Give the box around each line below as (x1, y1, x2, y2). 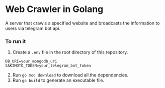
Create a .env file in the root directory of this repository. (12, 49, 128, 55)
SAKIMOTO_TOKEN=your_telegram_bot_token (5, 63, 92, 68)
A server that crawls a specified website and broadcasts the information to (5, 20, 160, 26)
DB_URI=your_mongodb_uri (5, 59, 57, 64)
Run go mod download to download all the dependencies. (12, 72, 129, 78)
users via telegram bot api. (5, 25, 60, 31)
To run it (5, 37, 26, 44)
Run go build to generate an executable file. (12, 77, 105, 83)
